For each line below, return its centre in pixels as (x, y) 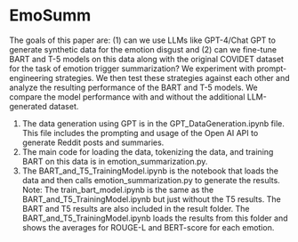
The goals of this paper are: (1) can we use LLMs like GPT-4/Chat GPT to (142, 40)
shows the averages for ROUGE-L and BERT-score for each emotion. (148, 227)
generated (28, 106)
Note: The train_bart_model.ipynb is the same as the (118, 190)
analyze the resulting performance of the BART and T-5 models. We (133, 87)
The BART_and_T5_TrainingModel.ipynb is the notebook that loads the (150, 171)
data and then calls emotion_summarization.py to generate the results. (151, 180)
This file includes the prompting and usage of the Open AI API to (140, 133)
